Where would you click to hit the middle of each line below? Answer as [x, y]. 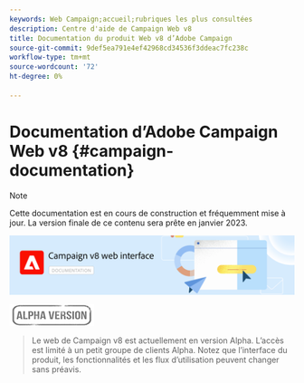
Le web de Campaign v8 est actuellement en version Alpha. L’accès [158, 340]
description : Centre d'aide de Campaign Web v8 [101, 29]
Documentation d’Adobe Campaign [144, 132]
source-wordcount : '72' [54, 67]
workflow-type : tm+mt [50, 57]
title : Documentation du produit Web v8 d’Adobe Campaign [121, 38]
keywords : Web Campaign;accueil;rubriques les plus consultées [131, 19]
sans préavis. [56, 369]
